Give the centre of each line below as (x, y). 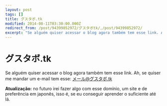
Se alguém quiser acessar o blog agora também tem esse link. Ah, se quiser (83, 73)
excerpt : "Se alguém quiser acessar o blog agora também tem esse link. (82, 33)
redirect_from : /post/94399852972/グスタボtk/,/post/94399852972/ (74, 28)
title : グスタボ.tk (24, 19)
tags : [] (14, 14)
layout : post (19, 10)
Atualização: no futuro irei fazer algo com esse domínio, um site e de (76, 88)
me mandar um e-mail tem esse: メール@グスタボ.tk (59, 79)
